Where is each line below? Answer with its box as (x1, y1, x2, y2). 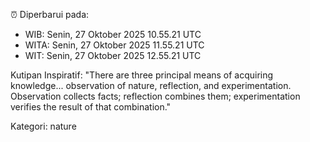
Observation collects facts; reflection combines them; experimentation (10, 90, 301, 102)
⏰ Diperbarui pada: (10, 9, 90, 20)
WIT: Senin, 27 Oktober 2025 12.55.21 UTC (24, 50, 202, 61)
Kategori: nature (10, 120, 77, 132)
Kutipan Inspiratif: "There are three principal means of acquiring (10, 69, 274, 81)
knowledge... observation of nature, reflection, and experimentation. (10, 80, 292, 91)
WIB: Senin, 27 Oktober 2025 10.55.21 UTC (24, 29, 202, 40)
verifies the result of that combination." (10, 101, 172, 113)
